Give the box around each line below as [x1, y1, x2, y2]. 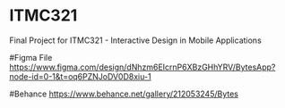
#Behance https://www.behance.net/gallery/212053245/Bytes [9, 88, 239, 99]
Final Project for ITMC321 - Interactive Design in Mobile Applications [9, 35, 262, 46]
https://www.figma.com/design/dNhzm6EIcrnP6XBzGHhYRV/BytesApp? [9, 62, 276, 72]
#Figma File [9, 52, 53, 62]
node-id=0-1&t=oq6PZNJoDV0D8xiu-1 [9, 71, 151, 81]
